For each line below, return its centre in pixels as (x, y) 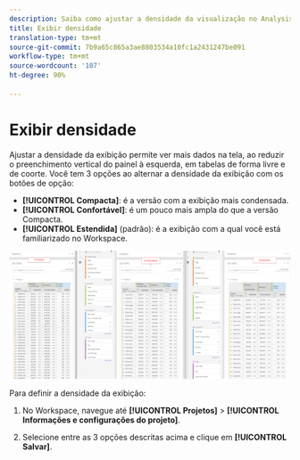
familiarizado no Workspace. (75, 238)
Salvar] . (37, 447)
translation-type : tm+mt (55, 37)
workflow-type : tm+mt (50, 57)
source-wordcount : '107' (55, 66)
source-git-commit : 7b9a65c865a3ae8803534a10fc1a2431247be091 (127, 47)
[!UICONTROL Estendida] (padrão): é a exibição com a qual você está (151, 228)
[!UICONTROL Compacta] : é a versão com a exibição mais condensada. (155, 200)
